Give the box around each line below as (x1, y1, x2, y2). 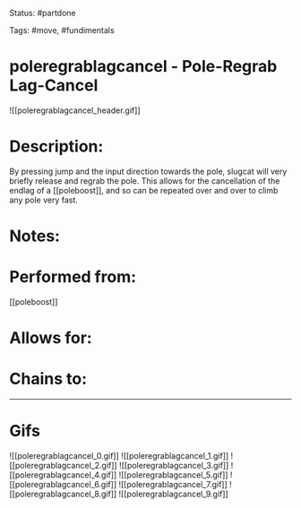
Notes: (9, 226, 61, 246)
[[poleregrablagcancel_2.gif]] (9, 461, 118, 471)
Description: (9, 136, 104, 157)
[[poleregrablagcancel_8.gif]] (9, 488, 117, 500)
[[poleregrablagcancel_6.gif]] (9, 479, 117, 490)
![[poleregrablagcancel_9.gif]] (118, 488, 228, 500)
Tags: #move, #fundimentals (9, 25, 115, 35)
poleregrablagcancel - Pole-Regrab (9, 56, 278, 77)
